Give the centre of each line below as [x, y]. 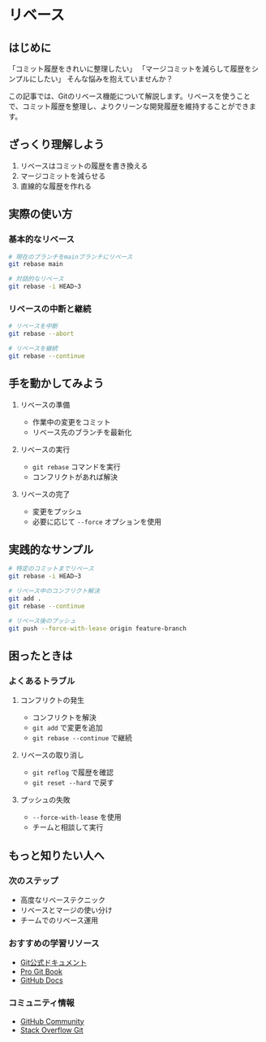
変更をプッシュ [57, 511]
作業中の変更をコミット [71, 421]
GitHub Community [52, 1021]
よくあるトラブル [42, 681]
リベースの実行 [45, 449]
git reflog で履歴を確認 [73, 773]
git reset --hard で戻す [73, 783]
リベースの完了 [45, 494]
